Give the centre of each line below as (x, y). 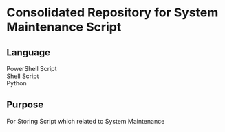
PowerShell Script (32, 69)
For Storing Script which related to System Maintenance (86, 121)
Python (17, 83)
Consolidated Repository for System (112, 13)
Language (29, 52)
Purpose (25, 105)
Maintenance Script (64, 27)
